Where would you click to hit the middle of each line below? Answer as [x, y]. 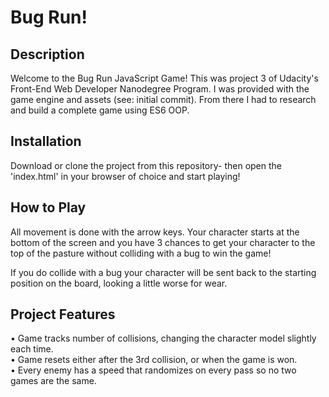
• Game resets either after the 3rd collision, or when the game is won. [154, 360]
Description [47, 54]
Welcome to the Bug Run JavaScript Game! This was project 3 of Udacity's [164, 78]
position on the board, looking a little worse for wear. [119, 283]
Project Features [63, 314]
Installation [46, 141]
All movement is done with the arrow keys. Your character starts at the [155, 232]
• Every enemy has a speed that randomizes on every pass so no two [153, 370]
